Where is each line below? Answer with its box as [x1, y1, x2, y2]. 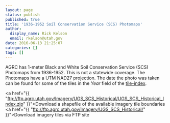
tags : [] [5, 50, 24, 55]
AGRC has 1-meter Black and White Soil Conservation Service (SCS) [5, 64, 149, 70]
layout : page [5, 7, 33, 13]
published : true [5, 17, 40, 22]
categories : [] [5, 45, 38, 50]
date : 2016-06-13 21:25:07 [5, 41, 63, 46]
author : [5, 26, 22, 32]
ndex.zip [5, 101, 23, 107]
